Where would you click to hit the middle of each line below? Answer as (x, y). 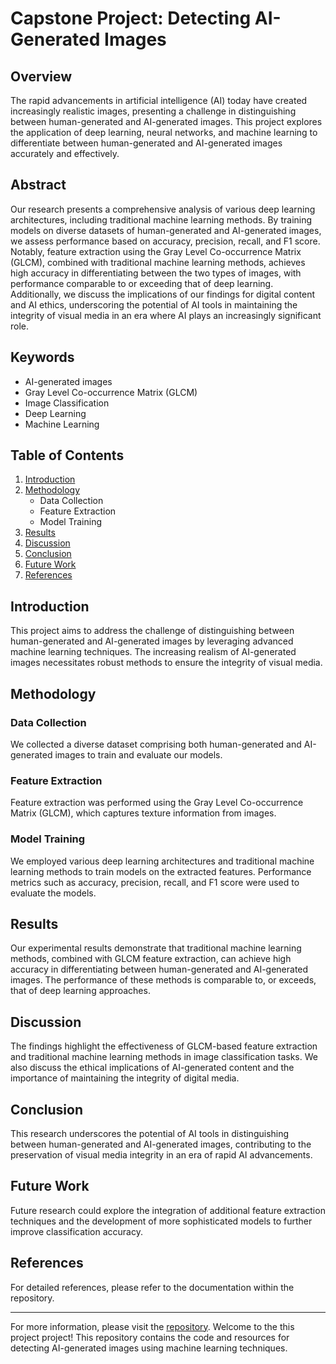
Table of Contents (67, 455)
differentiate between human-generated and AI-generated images (146, 143)
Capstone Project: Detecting (131, 18)
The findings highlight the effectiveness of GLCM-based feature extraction (164, 1046)
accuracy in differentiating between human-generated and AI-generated (159, 969)
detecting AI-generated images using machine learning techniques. (149, 1348)
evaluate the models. (53, 893)
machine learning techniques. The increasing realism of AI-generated (153, 652)
